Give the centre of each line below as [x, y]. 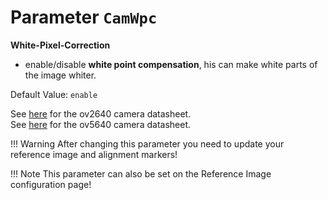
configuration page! [51, 184]
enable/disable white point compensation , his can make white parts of [171, 64]
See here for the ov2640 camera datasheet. [101, 113]
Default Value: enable [54, 94]
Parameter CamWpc [84, 17]
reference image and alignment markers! [94, 154]
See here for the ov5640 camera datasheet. [100, 124]
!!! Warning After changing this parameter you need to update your [147, 143]
